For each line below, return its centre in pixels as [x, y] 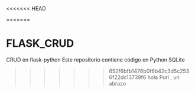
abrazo [118, 83]
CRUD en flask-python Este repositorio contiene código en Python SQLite [95, 59]
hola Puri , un [164, 77]
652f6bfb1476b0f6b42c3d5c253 [149, 71]
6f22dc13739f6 [128, 77]
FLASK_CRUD [40, 44]
